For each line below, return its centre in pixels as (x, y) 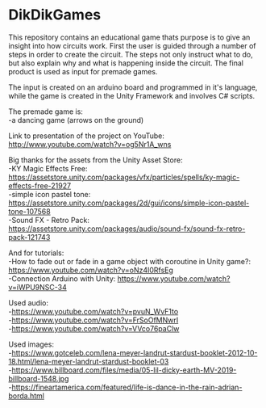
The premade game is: (46, 111)
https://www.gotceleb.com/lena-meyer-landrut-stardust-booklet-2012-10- (135, 352)
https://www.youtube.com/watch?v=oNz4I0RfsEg (91, 270)
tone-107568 (29, 211)
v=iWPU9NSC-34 (37, 287)
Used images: (31, 344)
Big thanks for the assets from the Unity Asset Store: (96, 160)
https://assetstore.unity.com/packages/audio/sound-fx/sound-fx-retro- (127, 229)
